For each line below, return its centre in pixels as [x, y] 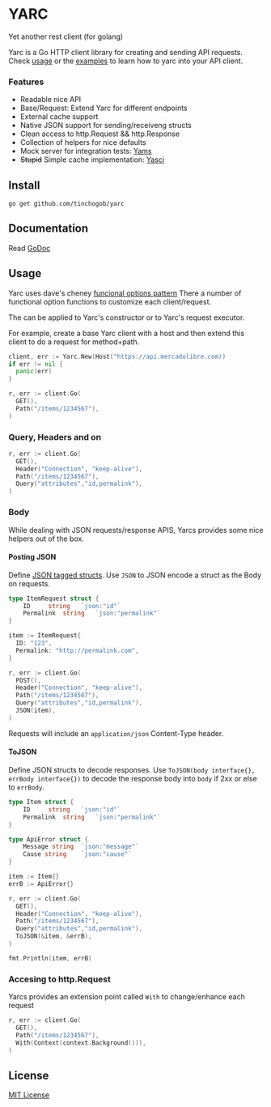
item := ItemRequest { [45, 636]
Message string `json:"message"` [81, 847]
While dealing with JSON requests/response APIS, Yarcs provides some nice [136, 530]
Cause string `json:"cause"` [77, 854]
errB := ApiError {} [41, 883]
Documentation [49, 229]
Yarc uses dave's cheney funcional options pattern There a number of [125, 293]
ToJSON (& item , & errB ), [54, 936]
